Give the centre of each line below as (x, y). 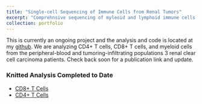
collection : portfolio (35, 23)
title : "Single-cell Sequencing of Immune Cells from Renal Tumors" (94, 12)
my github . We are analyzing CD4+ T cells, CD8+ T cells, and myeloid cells (99, 47)
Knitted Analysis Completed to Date (60, 75)
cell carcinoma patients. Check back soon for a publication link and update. (100, 60)
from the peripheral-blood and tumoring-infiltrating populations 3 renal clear (101, 53)
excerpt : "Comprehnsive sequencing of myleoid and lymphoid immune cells (101, 18)
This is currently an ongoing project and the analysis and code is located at (99, 41)
